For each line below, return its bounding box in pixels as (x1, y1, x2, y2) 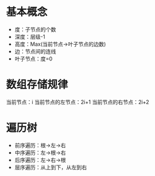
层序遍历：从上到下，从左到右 (14, 164, 87, 171)
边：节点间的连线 (14, 48, 56, 55)
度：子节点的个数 (14, 26, 56, 33)
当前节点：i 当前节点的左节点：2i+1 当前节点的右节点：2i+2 (6, 98, 150, 106)
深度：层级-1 (14, 33, 45, 40)
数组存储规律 (6, 78, 69, 92)
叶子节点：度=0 (14, 55, 53, 62)
